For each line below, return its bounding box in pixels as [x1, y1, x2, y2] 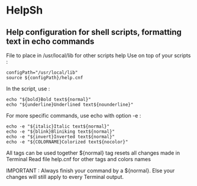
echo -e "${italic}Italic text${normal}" [6, 123, 110, 129]
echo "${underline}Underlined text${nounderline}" [6, 102, 134, 107]
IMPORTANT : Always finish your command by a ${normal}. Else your [6, 167, 175, 174]
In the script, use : [6, 85, 50, 92]
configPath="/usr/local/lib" [6, 70, 78, 76]
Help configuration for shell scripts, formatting [6, 27, 182, 37]
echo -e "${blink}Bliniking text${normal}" [6, 129, 115, 135]
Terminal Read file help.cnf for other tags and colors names [6, 156, 151, 162]
